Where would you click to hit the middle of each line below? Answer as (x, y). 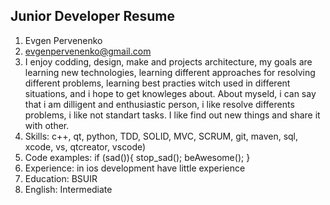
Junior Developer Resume (92, 16)
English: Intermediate (68, 189)
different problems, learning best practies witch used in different (157, 83)
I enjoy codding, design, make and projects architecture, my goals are (168, 61)
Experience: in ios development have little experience (135, 168)
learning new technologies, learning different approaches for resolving (170, 72)
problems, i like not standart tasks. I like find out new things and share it (172, 115)
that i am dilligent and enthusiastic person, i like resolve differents (159, 104)
